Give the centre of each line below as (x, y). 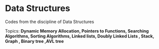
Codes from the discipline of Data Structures (50, 22)
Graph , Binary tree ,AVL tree (34, 41)
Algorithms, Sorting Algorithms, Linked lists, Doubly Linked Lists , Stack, (79, 36)
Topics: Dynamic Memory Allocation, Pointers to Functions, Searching (77, 31)
